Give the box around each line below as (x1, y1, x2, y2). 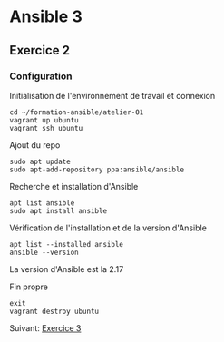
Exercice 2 (9, 43, 71, 58)
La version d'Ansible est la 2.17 (9, 263, 124, 274)
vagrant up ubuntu (9, 115, 79, 124)
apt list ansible (9, 198, 75, 208)
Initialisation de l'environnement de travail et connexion (9, 90, 216, 101)
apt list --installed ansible (9, 239, 124, 249)
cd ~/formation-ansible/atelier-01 (9, 107, 144, 117)
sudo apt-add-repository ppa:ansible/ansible (9, 165, 184, 174)
